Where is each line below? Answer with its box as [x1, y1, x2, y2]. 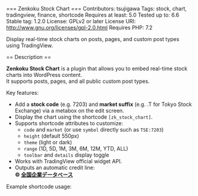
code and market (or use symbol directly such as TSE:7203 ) [23, 126, 164, 133]
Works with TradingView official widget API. [14, 158, 122, 164]
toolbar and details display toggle [23, 151, 109, 158]
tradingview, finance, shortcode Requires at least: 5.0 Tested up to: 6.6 [6, 11, 180, 18]
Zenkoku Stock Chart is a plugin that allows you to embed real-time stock [6, 65, 188, 72]
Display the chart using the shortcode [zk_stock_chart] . [14, 113, 153, 120]
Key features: [6, 89, 39, 96]
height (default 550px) [23, 132, 79, 139]
